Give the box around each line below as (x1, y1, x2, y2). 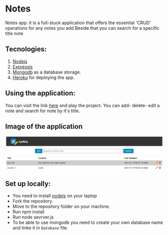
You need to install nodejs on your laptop (12, 193, 97, 199)
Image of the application (5, 122, 83, 131)
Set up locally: (5, 180, 51, 188)
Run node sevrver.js (12, 214, 54, 220)
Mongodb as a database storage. (12, 69, 81, 75)
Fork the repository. (12, 198, 54, 204)
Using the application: (5, 89, 76, 98)
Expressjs (12, 63, 33, 69)
